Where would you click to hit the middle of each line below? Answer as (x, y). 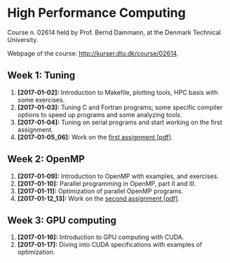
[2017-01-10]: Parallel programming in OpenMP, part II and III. (107, 183)
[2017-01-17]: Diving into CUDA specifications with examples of (110, 245)
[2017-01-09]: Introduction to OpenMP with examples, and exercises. (118, 176)
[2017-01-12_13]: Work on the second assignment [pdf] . (99, 198)
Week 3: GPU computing (62, 220)
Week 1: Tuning (41, 75)
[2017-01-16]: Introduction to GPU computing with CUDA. (101, 237)
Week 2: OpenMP (46, 159)
